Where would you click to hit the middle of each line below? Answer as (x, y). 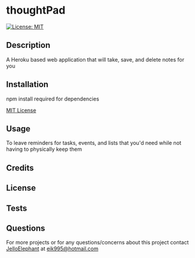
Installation (27, 84)
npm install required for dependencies (53, 99)
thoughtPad (36, 10)
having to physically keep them (44, 149)
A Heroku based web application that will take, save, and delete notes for (95, 59)
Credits (20, 168)
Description (28, 45)
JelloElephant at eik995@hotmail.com (52, 249)
